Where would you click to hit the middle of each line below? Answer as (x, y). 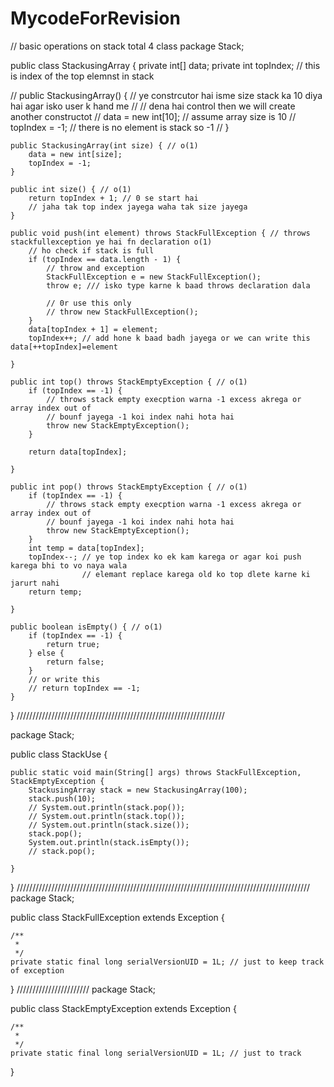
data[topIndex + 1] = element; (93, 329)
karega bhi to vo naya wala (69, 565)
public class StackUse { (59, 754)
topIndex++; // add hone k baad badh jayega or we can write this (169, 338)
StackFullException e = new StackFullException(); (154, 277)
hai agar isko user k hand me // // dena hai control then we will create (153, 106)
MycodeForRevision (95, 18)
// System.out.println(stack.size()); (109, 825)
